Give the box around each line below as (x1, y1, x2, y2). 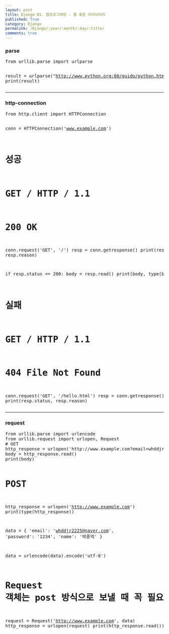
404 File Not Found (5, 368, 101, 379)
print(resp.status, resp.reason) (5, 398, 88, 404)
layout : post (5, 7, 33, 13)
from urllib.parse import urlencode (5, 431, 96, 436)
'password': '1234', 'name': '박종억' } (5, 534, 103, 539)
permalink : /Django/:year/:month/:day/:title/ (5, 26, 105, 31)
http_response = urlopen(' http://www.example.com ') (5, 504, 136, 510)
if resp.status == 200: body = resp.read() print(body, (5, 271, 146, 277)
